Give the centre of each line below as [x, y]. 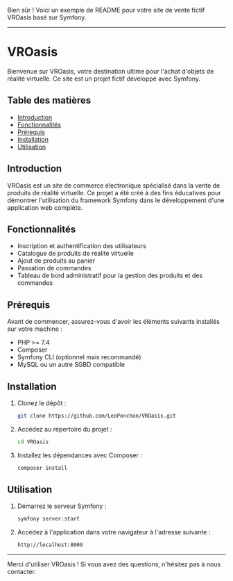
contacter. [22, 572]
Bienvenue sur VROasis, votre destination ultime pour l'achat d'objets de [111, 71]
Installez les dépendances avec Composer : [79, 455]
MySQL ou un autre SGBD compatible [71, 365]
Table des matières [49, 100]
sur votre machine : [35, 329]
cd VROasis [33, 442]
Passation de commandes [54, 268]
